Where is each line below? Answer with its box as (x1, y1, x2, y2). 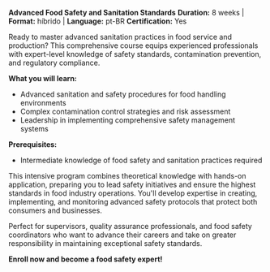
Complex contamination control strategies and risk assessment (19, 106, 231, 116)
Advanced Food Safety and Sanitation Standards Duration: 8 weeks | (8, 8, 245, 17)
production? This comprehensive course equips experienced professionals (8, 41, 259, 50)
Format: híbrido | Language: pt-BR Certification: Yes (8, 16, 187, 26)
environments (19, 98, 66, 107)
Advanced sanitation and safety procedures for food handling (19, 89, 226, 99)
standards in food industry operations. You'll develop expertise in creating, (8, 188, 258, 198)
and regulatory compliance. (8, 58, 101, 67)
